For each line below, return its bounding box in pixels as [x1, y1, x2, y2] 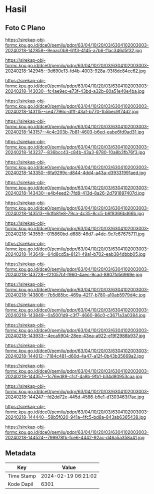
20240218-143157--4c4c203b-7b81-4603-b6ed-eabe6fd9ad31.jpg [5, 129, 144, 135]
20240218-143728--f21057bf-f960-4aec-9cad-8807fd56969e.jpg [5, 272, 142, 277]
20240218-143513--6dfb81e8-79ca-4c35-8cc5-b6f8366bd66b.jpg [5, 211, 144, 216]
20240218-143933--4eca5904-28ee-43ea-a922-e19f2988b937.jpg [5, 333, 145, 339]
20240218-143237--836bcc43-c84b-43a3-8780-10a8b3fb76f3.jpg [5, 149, 145, 155]
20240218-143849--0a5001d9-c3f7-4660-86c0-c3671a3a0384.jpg [5, 312, 146, 318]
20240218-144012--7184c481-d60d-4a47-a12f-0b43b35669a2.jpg [5, 353, 144, 359]
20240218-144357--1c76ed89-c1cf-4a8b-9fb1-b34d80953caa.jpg [5, 374, 142, 379]
